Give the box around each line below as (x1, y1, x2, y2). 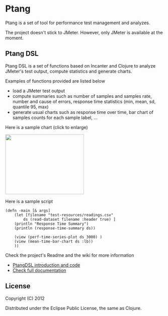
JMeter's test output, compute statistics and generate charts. (5, 68, 132, 74)
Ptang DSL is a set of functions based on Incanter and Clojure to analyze (5, 62, 156, 69)
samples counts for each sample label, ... (12, 114, 98, 120)
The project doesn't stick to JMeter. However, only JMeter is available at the (5, 29, 163, 35)
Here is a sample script (5, 198, 53, 204)
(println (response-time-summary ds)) (14, 225, 96, 231)
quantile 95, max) (12, 104, 49, 110)
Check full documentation (12, 267, 66, 273)
